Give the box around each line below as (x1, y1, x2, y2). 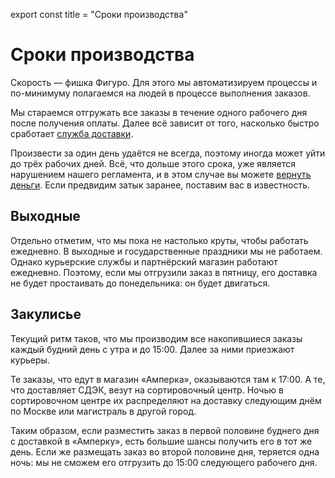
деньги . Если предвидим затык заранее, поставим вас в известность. (10, 179, 311, 191)
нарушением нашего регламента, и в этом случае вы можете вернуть (10, 168, 312, 180)
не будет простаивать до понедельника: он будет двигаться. (10, 277, 271, 289)
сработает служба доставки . (10, 127, 134, 139)
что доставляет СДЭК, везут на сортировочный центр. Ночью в (10, 384, 284, 396)
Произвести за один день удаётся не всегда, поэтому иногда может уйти (10, 147, 326, 159)
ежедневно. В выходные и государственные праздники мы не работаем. (10, 245, 323, 257)
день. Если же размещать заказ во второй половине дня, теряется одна (10, 445, 320, 458)
